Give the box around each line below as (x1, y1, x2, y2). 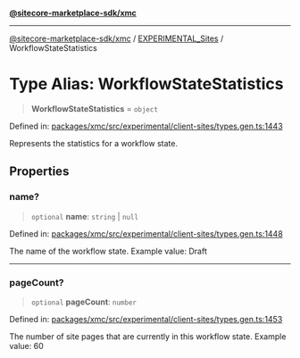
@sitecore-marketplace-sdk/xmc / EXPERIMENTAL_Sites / (9, 33, 224, 44)
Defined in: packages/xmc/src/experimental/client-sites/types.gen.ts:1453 (9, 313, 283, 324)
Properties (9, 164, 70, 179)
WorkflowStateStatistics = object (30, 103, 159, 114)
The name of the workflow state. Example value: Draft (9, 246, 207, 256)
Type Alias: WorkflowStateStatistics (9, 74, 284, 95)
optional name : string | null (30, 211, 139, 221)
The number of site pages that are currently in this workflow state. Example (9, 330, 287, 342)
